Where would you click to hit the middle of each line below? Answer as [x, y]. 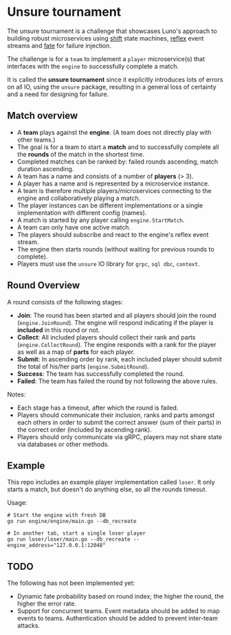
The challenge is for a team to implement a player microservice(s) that [106, 58]
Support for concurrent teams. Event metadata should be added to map [118, 611]
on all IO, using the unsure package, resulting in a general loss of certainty [112, 87]
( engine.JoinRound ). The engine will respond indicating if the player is [115, 322]
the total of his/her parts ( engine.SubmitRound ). [83, 366]
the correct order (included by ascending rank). [85, 430]
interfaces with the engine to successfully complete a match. [93, 66]
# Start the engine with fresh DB [57, 515]
